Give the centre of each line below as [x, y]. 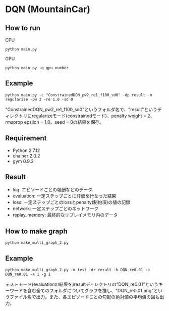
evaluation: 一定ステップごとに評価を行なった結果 [64, 196]
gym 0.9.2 [23, 161]
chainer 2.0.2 [26, 155]
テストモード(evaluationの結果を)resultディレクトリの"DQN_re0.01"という [82, 284]
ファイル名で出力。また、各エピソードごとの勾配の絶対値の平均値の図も [84, 297]
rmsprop [14, 122]
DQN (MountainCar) [48, 9]
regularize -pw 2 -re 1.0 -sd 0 [39, 99]
